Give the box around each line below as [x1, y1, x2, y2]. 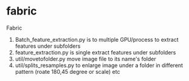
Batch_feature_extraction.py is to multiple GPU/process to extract [15, 36, 179, 43]
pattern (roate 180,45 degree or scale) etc [15, 68, 120, 75]
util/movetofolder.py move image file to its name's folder [15, 55, 157, 62]
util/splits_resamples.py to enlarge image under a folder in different [15, 62, 184, 69]
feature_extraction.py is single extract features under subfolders [15, 48, 176, 56]
